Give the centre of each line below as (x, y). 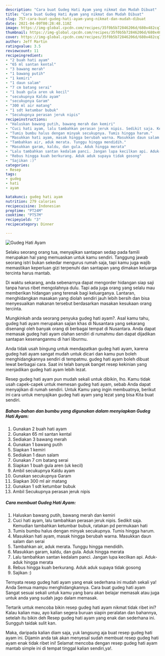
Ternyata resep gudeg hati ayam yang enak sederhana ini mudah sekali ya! (81, 582)
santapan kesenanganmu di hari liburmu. (47, 339)
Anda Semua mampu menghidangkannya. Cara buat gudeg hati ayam (76, 587)
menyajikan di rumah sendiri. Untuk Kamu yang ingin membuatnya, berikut (81, 389)
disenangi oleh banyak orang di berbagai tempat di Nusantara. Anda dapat (81, 328)
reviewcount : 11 (22, 51)
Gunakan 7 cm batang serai (40, 460)
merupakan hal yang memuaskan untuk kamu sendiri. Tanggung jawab (77, 257)
